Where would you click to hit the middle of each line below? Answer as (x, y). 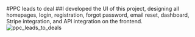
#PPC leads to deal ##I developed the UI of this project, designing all (93, 9)
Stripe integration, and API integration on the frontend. (75, 21)
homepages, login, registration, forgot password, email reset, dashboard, (98, 15)
